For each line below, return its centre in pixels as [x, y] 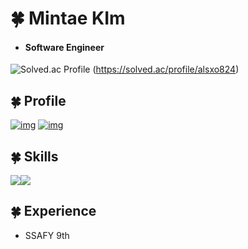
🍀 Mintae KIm [68, 18]
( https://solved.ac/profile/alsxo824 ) [166, 69]
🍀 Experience [53, 211]
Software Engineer [64, 47]
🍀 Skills [34, 156]
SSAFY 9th [47, 235]
